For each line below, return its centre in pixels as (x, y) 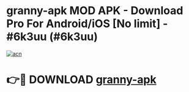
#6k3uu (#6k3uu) (52, 37)
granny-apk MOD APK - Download (95, 11)
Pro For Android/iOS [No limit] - (87, 24)
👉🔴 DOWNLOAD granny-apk (82, 80)
